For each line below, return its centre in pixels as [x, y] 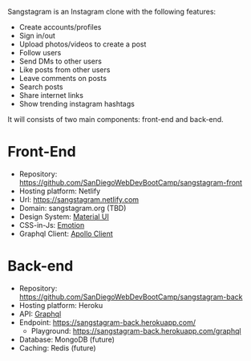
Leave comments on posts [63, 78]
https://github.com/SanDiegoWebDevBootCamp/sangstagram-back [131, 297]
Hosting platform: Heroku [61, 305]
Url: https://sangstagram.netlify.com [79, 199]
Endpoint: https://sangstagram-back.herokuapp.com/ [107, 322]
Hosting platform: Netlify [60, 191]
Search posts [41, 87]
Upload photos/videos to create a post [83, 44]
